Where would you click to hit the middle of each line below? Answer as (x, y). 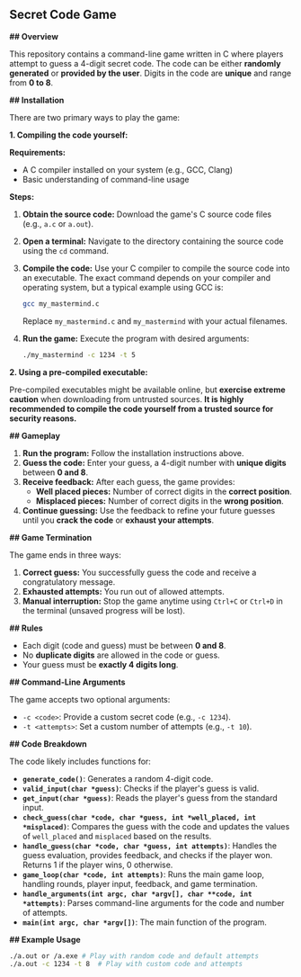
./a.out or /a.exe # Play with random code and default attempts (134, 956)
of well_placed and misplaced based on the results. (117, 836)
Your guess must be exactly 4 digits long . (100, 664)
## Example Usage (45, 939)
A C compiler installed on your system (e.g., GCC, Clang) (128, 169)
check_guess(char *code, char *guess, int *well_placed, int (139, 818)
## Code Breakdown (48, 744)
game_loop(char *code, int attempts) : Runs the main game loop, (143, 874)
